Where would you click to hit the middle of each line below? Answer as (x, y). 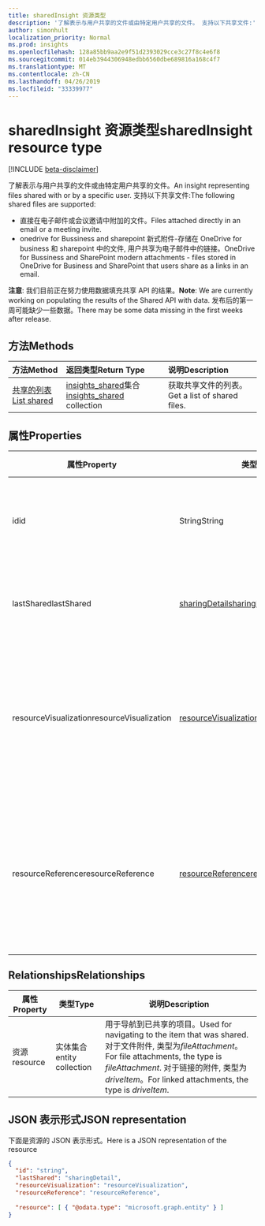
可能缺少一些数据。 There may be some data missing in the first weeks (129, 310)
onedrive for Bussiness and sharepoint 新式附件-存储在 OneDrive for (131, 239)
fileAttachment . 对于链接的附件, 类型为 (176, 1068)
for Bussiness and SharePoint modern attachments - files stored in (128, 258)
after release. (30, 319)
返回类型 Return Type (105, 370)
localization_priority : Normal (60, 37)
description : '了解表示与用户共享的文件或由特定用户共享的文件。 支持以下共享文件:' (132, 23)
